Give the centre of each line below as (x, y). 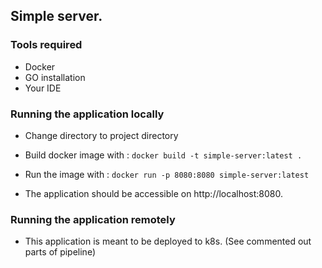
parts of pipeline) (60, 252)
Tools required (46, 45)
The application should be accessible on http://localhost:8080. (153, 193)
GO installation (55, 77)
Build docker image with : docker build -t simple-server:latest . (163, 155)
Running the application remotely (93, 219)
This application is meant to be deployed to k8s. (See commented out (168, 241)
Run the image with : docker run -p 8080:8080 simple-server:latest (167, 174)
